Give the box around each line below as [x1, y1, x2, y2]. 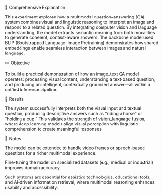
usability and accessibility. [5, 185, 58, 190]
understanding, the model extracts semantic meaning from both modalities [5, 30, 155, 35]
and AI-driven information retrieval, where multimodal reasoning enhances [5, 179, 155, 185]
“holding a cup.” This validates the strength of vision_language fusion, [5, 116, 146, 122]
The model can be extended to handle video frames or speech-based [5, 145, 145, 151]
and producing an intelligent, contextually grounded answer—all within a [5, 82, 150, 87]
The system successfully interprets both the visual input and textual [5, 106, 142, 111]
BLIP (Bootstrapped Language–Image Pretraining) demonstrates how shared [5, 40, 159, 46]
